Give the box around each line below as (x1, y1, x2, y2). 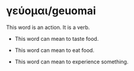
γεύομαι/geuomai (6, 4, 96, 18)
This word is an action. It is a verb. (6, 24, 90, 31)
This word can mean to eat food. (14, 46, 95, 54)
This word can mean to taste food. (14, 35, 99, 42)
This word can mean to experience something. (14, 58, 129, 65)
